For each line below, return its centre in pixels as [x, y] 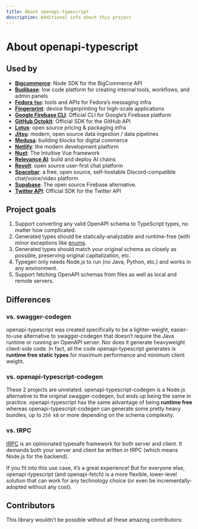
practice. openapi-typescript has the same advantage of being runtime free [99, 403]
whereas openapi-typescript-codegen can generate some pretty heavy [94, 409]
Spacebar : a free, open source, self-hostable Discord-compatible [95, 172]
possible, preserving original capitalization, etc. [73, 256]
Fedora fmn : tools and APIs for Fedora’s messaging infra [83, 102]
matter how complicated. [45, 230]
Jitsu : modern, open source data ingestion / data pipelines [87, 134]
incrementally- [174, 480]
